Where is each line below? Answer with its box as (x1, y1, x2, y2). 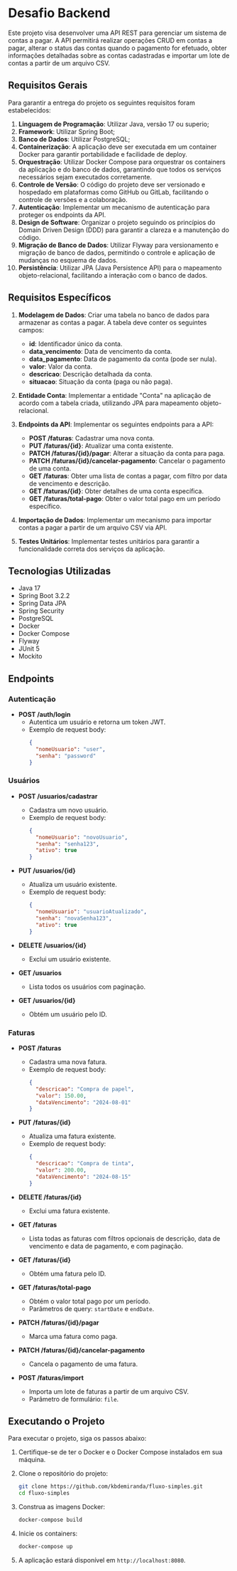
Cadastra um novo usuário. (28, 806, 109, 814)
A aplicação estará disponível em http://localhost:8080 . (18, 1555, 186, 1564)
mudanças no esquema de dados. (18, 256, 118, 264)
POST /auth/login (18, 710, 71, 719)
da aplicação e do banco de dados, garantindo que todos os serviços (18, 165, 222, 174)
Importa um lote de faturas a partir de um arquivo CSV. (28, 1387, 189, 1396)
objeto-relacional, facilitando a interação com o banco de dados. (18, 270, 208, 279)
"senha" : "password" (35, 752, 97, 760)
